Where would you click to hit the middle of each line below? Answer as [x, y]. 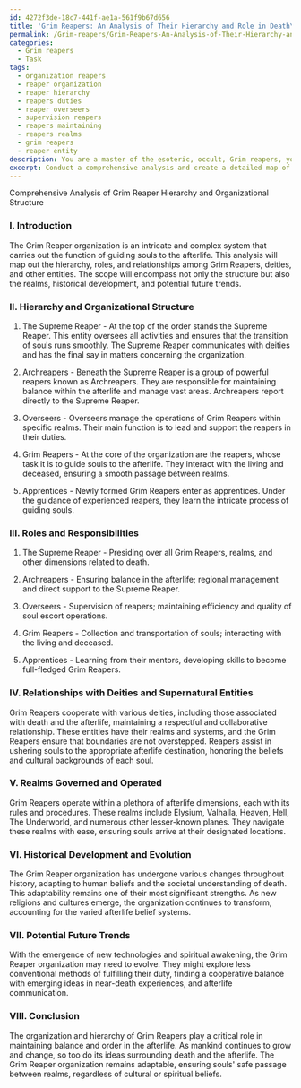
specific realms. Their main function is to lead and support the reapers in [156, 427]
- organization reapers [61, 76]
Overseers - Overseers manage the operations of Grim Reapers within [152, 418]
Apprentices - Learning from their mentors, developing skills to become [154, 661]
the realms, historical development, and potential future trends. [125, 283]
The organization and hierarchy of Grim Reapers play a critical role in [136, 1035]
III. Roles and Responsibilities [74, 532]
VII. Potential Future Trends [70, 936]
